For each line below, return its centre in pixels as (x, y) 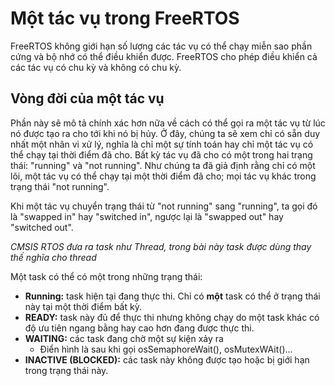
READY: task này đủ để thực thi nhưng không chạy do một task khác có (172, 317)
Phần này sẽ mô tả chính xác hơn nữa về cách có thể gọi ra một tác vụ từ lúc (168, 123)
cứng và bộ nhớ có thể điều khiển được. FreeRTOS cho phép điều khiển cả (164, 56)
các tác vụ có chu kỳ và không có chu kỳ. (96, 67)
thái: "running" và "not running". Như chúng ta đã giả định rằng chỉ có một (163, 165)
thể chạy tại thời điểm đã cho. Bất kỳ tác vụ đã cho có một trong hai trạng (161, 154)
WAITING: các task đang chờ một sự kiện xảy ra (124, 338)
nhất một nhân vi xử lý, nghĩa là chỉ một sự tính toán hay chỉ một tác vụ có (162, 144)
